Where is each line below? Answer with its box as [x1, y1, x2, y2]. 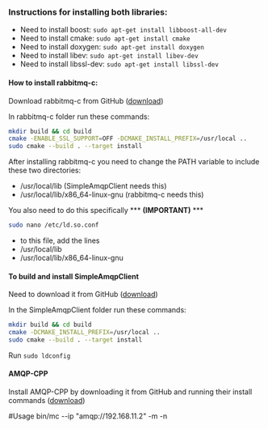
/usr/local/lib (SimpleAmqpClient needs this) [19, 181, 167, 191]
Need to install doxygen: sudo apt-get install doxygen [19, 42, 204, 52]
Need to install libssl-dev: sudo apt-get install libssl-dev [19, 59, 220, 69]
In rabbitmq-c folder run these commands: [8, 112, 150, 121]
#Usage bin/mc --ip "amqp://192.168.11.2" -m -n [8, 411, 168, 421]
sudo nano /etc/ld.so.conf [8, 221, 99, 229]
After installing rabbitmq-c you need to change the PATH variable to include [8, 157, 260, 167]
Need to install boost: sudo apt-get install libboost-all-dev [19, 25, 228, 35]
